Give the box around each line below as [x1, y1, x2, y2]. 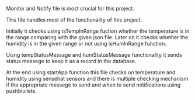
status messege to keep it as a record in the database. [6, 58, 137, 64]
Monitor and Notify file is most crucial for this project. [6, 5, 134, 12]
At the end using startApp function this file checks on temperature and [6, 69, 176, 75]
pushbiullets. [6, 88, 37, 94]
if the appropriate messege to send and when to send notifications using [6, 81, 181, 88]
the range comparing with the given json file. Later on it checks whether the [6, 34, 189, 40]
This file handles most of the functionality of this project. [6, 16, 142, 23]
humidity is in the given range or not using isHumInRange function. [6, 40, 166, 47]
